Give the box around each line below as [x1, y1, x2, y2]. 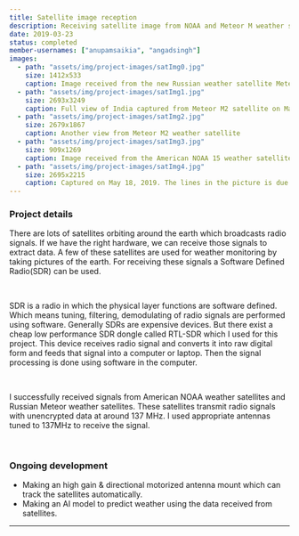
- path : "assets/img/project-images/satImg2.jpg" [17, 112, 205, 121]
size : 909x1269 [25, 145, 82, 154]
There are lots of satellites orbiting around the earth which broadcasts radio [9, 228, 287, 239]
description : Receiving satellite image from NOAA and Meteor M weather [9, 21, 285, 30]
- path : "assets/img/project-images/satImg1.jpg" [17, 87, 205, 96]
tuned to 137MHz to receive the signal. [9, 420, 150, 431]
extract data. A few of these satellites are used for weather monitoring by [9, 247, 278, 258]
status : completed [9, 37, 77, 47]
